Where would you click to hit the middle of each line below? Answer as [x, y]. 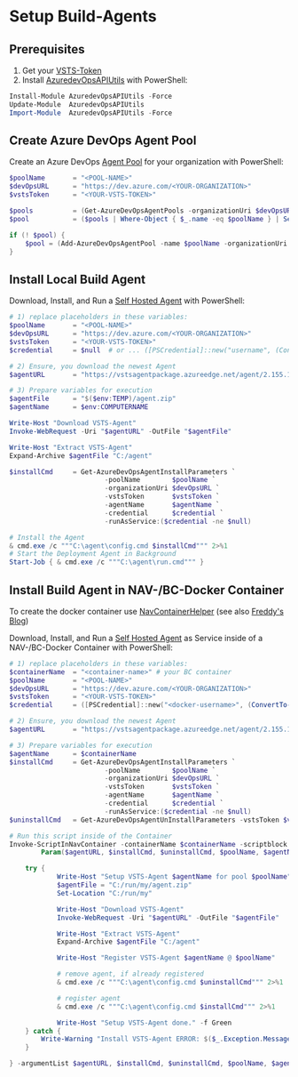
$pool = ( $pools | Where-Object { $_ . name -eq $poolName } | [145, 219]
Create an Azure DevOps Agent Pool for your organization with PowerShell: [146, 162]
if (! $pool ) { [37, 235]
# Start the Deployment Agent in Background [93, 554]
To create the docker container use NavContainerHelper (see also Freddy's [146, 611]
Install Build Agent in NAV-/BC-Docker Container [147, 590]
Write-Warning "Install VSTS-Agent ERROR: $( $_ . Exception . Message [166, 1039]
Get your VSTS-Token [62, 70]
